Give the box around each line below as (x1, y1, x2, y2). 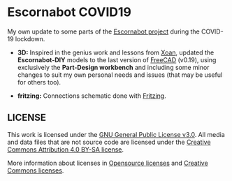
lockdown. (15, 34, 45, 43)
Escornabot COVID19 (7, 4, 131, 20)
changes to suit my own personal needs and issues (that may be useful (17, 71, 223, 79)
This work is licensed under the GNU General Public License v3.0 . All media (7, 130, 225, 138)
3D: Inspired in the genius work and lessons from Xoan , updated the (17, 48, 215, 57)
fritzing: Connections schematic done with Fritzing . (17, 92, 166, 100)
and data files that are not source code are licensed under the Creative (7, 138, 211, 146)
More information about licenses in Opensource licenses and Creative (7, 159, 208, 167)
